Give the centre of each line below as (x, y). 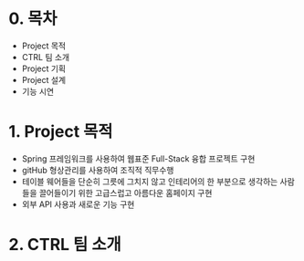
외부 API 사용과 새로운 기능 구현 (78, 204)
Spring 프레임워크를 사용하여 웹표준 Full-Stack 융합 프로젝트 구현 (138, 158)
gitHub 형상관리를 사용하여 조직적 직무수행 (98, 170)
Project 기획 (43, 68)
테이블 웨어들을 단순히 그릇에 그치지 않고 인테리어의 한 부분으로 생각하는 (150, 181)
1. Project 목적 (61, 132)
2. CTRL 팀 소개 (65, 245)
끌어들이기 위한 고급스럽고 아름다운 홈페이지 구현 (126, 193)
